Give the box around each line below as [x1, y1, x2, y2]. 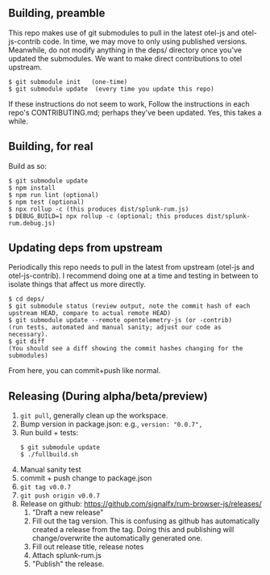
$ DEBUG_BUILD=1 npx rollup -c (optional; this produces [8, 212, 204, 220]
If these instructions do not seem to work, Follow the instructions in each [8, 99, 250, 108]
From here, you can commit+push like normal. [8, 366, 161, 376]
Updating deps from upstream [8, 241, 163, 255]
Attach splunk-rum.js [31, 551, 102, 560]
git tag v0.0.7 [19, 484, 72, 492]
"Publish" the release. [31, 559, 105, 569]
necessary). [8, 330, 48, 338]
